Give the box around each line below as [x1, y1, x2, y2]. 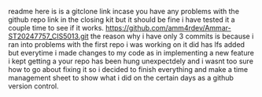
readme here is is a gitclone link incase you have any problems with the [8, 7, 240, 16]
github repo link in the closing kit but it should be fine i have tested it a [8, 15, 235, 24]
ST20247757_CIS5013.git [8, 31, 89, 41]
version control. [8, 81, 59, 91]
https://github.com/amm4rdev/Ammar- [105, 23, 231, 32]
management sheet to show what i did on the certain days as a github [8, 74, 234, 82]
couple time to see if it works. [8, 23, 105, 32]
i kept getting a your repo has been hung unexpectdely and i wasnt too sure [8, 56, 254, 66]
